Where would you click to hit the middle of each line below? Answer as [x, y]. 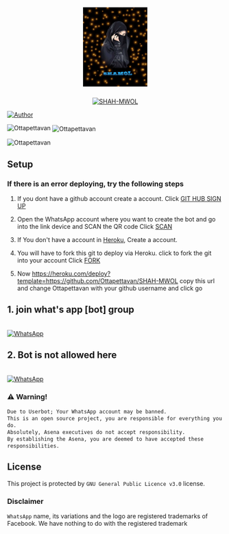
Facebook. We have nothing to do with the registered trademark [97, 523]
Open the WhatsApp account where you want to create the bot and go [116, 219]
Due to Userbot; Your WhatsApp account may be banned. [87, 411]
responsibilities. [33, 446]
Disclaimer [25, 501]
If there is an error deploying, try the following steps [95, 184]
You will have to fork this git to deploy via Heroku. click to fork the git [114, 253]
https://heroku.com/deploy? [71, 274]
